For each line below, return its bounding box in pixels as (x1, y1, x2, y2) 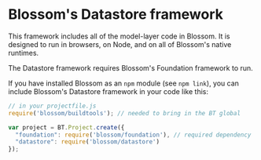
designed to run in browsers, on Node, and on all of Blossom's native (8, 39, 232, 49)
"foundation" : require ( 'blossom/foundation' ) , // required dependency (15, 131, 252, 139)
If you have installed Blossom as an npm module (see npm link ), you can (8, 78, 240, 88)
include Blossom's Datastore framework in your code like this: (8, 86, 209, 96)
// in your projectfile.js (8, 102, 97, 110)
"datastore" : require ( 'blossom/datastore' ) (15, 138, 160, 146)
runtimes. (8, 48, 39, 57)
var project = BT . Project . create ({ (8, 123, 125, 131)
